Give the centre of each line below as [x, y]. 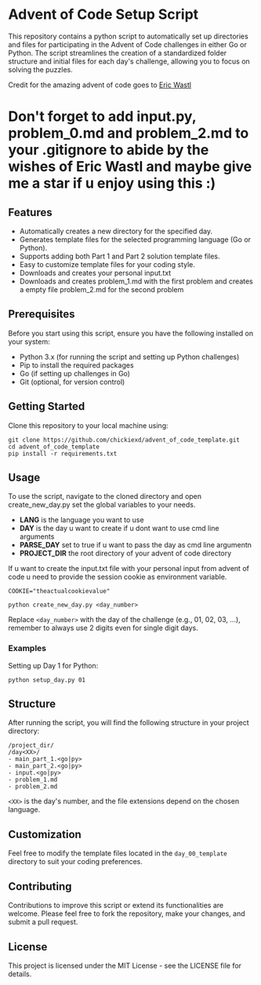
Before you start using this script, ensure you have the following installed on [130, 333]
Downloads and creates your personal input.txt [95, 273]
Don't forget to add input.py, [102, 117]
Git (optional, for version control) [72, 382]
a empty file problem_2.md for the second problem [101, 289]
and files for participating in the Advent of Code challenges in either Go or [127, 44]
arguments [37, 536]
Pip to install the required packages [77, 365]
